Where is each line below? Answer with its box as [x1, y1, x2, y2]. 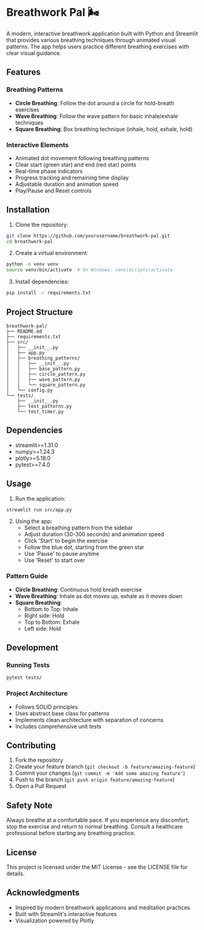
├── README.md [6, 328, 43, 334]
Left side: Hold [24, 625, 62, 632]
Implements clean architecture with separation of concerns [15, 716, 164, 723]
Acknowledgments [6, 888, 80, 898]
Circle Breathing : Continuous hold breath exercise [15, 586, 142, 593]
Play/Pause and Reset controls [15, 186, 92, 194]
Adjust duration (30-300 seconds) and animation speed [24, 531, 164, 538]
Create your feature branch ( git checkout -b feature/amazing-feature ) [15, 763, 195, 770]
